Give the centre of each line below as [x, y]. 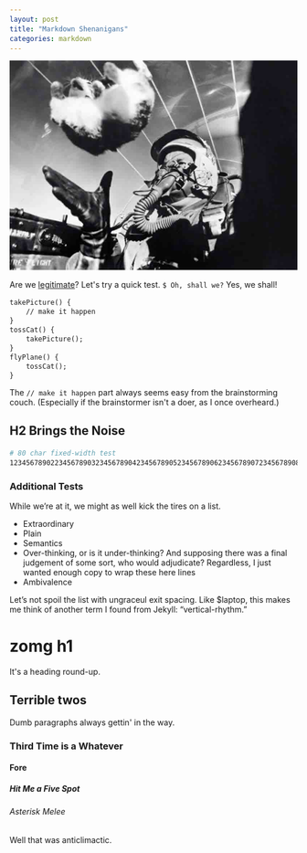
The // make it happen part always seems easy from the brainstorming [144, 393]
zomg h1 [41, 646]
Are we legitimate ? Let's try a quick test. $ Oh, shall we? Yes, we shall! [143, 285]
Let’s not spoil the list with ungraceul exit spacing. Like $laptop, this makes [150, 599]
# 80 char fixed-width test [63, 453]
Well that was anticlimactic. [61, 839]
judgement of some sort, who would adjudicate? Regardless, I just [147, 563]
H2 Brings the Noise [68, 431]
